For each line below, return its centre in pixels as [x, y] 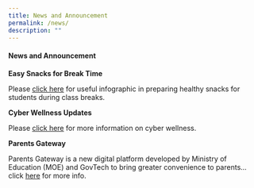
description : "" [35, 30]
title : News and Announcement [58, 15]
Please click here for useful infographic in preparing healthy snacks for [124, 89]
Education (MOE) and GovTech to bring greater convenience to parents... [128, 167]
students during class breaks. [57, 97]
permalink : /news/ [38, 23]
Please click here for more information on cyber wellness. [102, 128]
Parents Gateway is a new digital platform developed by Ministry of [118, 159]
